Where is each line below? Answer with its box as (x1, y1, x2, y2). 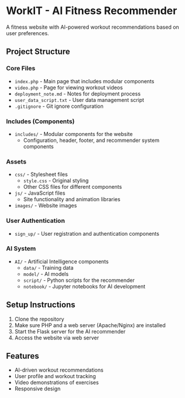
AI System (6, 244, 36, 253)
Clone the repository (14, 315, 64, 322)
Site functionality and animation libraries (23, 196, 121, 203)
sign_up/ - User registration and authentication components (14, 230, 160, 237)
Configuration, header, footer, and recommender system (23, 137, 160, 144)
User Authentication (6, 217, 66, 225)
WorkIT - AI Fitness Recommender (6, 4, 177, 18)
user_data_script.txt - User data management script (14, 96, 145, 103)
